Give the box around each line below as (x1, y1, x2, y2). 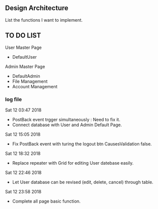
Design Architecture (5, 4, 68, 12)
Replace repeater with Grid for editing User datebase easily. (12, 160, 134, 166)
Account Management (12, 83, 58, 89)
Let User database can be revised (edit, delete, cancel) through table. (12, 179, 154, 185)
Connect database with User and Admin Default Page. (12, 122, 122, 128)
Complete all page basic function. (12, 198, 81, 204)
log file (5, 96, 22, 103)
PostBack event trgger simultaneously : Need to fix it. (12, 116, 121, 122)
